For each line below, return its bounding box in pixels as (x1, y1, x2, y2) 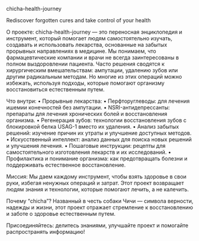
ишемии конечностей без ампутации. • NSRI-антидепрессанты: (6, 104, 170, 111)
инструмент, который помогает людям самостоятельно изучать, (6, 35, 173, 41)
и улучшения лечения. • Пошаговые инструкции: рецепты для (6, 142, 166, 149)
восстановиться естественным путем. (6, 86, 105, 93)
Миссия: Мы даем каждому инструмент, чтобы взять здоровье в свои (6, 173, 187, 180)
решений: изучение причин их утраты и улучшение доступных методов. (6, 129, 192, 136)
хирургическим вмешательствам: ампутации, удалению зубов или (6, 67, 178, 74)
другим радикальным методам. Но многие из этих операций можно (6, 73, 182, 80)
